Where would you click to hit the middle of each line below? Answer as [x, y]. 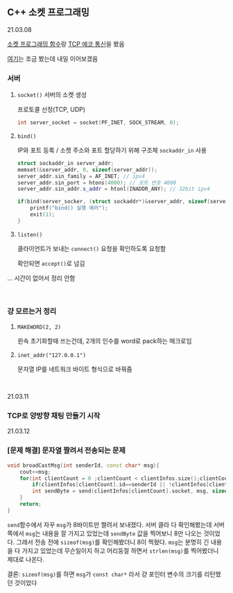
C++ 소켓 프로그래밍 [49, 12]
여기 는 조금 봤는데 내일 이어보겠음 [53, 58]
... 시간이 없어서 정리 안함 [41, 278]
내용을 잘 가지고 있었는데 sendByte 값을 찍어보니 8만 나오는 [122, 533]
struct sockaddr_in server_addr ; [66, 163]
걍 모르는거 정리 [32, 311]
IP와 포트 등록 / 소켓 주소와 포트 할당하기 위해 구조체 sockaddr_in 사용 [112, 150]
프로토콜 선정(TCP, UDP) [51, 110]
